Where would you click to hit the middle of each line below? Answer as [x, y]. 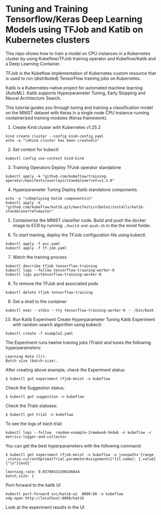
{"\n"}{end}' [19, 463]
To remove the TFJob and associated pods [55, 284]
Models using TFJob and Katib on [74, 30]
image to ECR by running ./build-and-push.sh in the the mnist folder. [82, 225]
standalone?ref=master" [30, 211]
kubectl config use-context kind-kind [45, 158]
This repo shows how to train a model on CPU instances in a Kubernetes [78, 53]
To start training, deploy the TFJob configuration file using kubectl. [79, 235]
